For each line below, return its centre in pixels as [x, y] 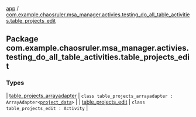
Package [23, 39]
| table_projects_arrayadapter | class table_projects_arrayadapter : [90, 95]
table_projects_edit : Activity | [47, 108]
